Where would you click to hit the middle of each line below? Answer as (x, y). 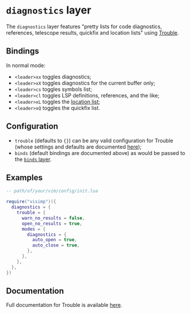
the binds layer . (33, 159)
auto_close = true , (56, 245)
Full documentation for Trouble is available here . (64, 305)
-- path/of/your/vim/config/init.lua (52, 191)
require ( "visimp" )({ (31, 202)
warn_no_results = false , (53, 218)
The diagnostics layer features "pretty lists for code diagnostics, (84, 26)
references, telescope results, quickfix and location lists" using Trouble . (93, 32)
